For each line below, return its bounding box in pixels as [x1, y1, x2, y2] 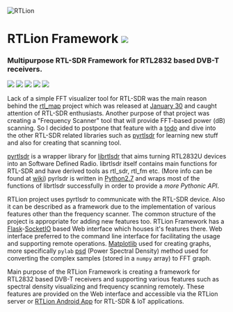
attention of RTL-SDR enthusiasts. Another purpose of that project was [7, 109, 210, 117]
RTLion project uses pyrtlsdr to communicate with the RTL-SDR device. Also [7, 195, 225, 204]
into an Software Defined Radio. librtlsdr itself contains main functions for [7, 160, 218, 168]
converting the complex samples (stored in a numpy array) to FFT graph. [7, 254, 211, 263]
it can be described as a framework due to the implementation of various [7, 202, 216, 211]
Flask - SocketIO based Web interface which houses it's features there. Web [7, 224, 223, 233]
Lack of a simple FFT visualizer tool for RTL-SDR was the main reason [7, 95, 207, 103]
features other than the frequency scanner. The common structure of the [7, 210, 216, 218]
